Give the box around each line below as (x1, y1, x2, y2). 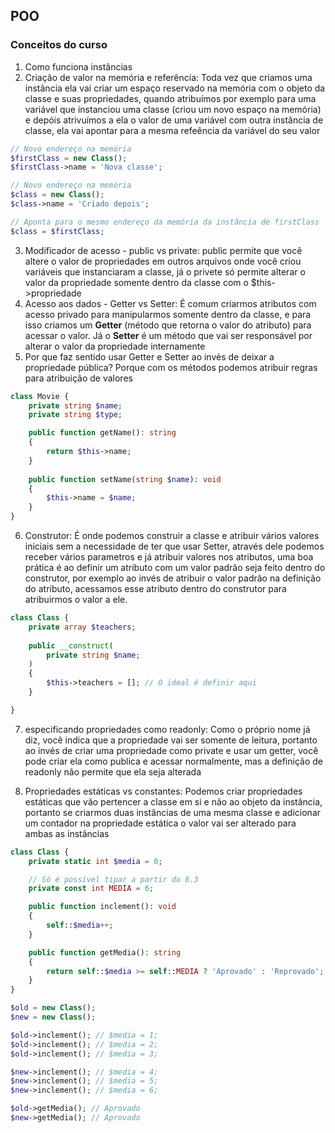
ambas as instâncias (24, 827, 110, 839)
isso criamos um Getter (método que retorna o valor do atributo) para (24, 319, 312, 331)
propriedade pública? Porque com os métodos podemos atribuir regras (24, 361, 318, 373)
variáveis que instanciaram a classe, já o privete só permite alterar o (24, 265, 306, 278)
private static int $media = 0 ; (28, 856, 163, 866)
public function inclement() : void (28, 902, 177, 912)
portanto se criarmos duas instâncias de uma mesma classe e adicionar (24, 806, 322, 818)
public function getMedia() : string (28, 947, 182, 958)
